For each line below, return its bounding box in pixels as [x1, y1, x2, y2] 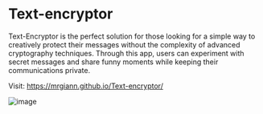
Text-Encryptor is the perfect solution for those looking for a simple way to [8, 31, 256, 41]
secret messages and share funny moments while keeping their [8, 57, 219, 67]
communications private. [8, 65, 91, 75]
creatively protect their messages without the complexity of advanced [8, 39, 240, 49]
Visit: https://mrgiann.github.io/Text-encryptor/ [8, 81, 163, 91]
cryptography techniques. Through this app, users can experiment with [8, 48, 245, 58]
